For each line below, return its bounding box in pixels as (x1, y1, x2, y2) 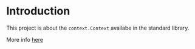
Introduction (6, 4, 70, 18)
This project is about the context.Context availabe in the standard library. (6, 24, 190, 31)
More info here (6, 36, 44, 43)
